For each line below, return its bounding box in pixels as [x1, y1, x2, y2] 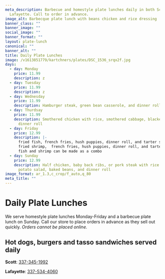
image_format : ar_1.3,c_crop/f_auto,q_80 [5, 171, 91, 177]
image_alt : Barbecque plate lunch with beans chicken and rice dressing [5, 16, 157, 21]
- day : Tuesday [9, 80, 41, 85]
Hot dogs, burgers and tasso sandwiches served [5, 238, 157, 247]
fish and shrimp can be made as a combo [18, 149, 102, 154]
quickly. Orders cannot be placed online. [5, 224, 87, 230]
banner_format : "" [5, 35, 43, 40]
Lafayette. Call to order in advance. [9, 12, 89, 17]
